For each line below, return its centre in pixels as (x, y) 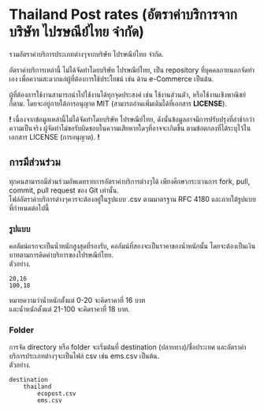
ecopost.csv (57, 394)
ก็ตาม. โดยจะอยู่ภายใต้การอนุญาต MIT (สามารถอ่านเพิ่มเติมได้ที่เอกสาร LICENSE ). (118, 103)
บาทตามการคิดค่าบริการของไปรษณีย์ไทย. (61, 255)
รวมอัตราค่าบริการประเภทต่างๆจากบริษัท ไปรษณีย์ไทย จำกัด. (86, 54)
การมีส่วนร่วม (35, 162)
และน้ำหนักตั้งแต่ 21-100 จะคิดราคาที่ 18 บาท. (70, 309)
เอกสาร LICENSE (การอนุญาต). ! (55, 136)
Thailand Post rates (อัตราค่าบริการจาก (123, 15)
